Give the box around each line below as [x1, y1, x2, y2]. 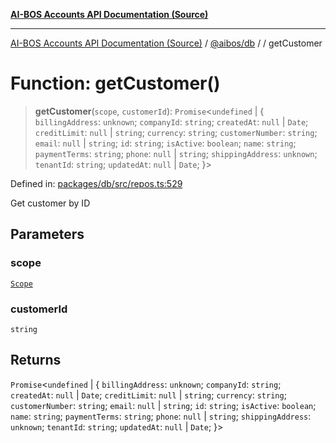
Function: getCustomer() [10, 72, 221, 95]
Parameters [10, 226, 85, 243]
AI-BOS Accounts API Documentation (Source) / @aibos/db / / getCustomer [10, 37, 323, 49]
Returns [10, 352, 62, 369]
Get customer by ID [10, 197, 91, 209]
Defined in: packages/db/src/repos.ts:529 [10, 177, 183, 189]
